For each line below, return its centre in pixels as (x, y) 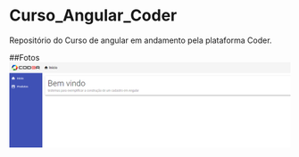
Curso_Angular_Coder (93, 16)
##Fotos (25, 57)
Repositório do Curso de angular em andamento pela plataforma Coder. (141, 40)
